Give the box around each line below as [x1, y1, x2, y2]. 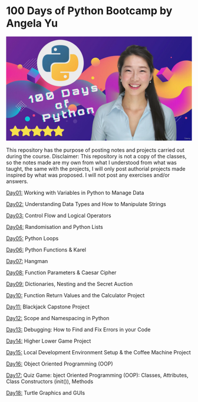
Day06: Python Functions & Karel [6, 246, 87, 254]
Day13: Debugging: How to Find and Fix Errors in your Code [6, 326, 151, 333]
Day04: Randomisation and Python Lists [6, 224, 103, 231]
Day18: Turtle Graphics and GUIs [6, 390, 85, 397]
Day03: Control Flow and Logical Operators [6, 212, 111, 219]
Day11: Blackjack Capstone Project [6, 303, 90, 310]
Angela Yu [6, 16, 58, 30]
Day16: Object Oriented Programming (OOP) [6, 360, 113, 367]
